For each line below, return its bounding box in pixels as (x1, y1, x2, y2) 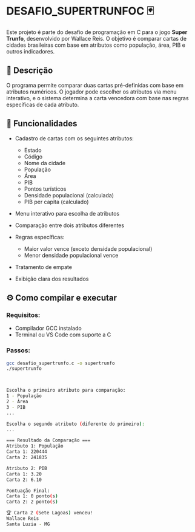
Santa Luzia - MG (6, 521, 50, 527)
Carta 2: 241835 (6, 454, 47, 461)
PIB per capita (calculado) (24, 198, 89, 205)
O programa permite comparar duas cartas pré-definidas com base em (6, 81, 183, 89)
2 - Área (6, 398, 28, 405)
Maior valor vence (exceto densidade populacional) (24, 245, 153, 252)
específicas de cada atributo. (6, 101, 79, 108)
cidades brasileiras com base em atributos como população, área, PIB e (6, 41, 186, 49)
